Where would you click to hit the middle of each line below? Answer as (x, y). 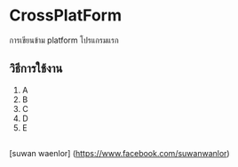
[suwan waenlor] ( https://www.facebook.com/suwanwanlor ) (119, 154)
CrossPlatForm (66, 16)
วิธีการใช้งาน (36, 69)
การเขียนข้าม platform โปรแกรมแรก (64, 40)
